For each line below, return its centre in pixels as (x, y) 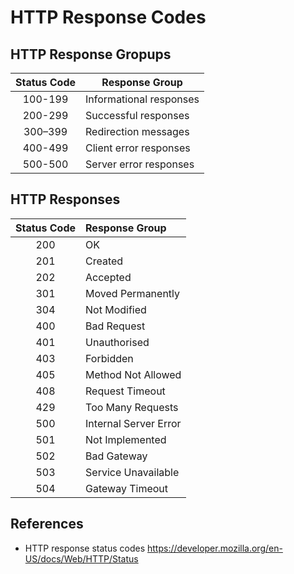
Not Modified (116, 309)
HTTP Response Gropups (91, 54)
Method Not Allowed (133, 374)
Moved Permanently (133, 293)
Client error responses (138, 148)
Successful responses (137, 115)
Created (104, 261)
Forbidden (109, 358)
